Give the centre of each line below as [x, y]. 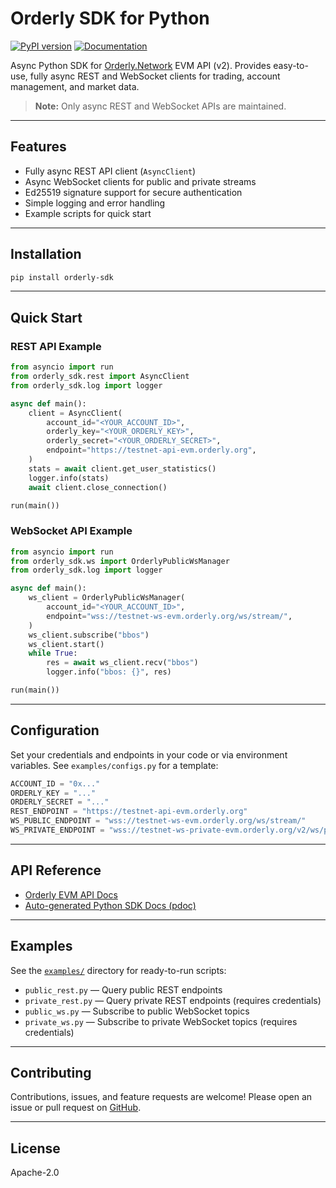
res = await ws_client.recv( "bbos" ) [122, 663]
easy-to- [291, 65]
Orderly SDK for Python [110, 18]
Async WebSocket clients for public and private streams [140, 181]
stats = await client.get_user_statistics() [122, 468]
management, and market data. [75, 86]
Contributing [51, 1073]
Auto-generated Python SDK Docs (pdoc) [110, 905]
